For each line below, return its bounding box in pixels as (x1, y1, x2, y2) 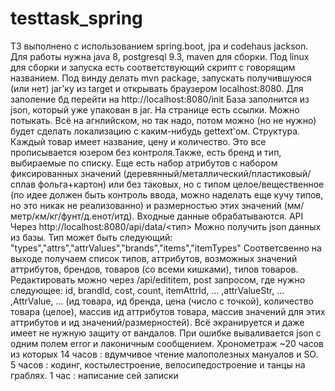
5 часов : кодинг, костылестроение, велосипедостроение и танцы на (10, 358, 306, 371)
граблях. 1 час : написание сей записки (10, 369, 179, 381)
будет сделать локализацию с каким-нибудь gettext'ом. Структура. (10, 125, 301, 137)
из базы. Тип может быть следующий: (10, 231, 173, 243)
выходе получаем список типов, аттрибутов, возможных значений (10, 252, 298, 264)
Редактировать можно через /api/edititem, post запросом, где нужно (10, 273, 306, 286)
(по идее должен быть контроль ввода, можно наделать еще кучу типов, (10, 188, 324, 201)
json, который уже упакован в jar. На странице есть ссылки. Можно (10, 103, 300, 116)
